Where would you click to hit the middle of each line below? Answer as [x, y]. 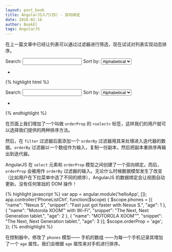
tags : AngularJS [23, 29]
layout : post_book [25, 10]
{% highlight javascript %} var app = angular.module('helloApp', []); [76, 194]
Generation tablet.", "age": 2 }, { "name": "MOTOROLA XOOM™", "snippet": [84, 216]
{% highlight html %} [27, 82]
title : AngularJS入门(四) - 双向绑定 [43, 15]
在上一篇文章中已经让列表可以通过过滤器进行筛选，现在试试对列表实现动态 [84, 45]
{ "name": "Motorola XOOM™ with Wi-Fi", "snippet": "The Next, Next [77, 211]
